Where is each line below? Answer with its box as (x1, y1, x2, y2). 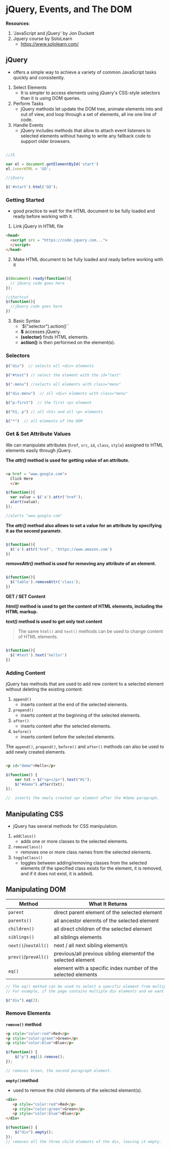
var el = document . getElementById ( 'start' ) (6, 161, 99, 167)
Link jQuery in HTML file (13, 223, 64, 229)
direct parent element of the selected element (53, 909, 162, 916)
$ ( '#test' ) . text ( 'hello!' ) (10, 652, 67, 657)
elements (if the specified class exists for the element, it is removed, (20, 865, 162, 871)
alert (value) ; (10, 499, 40, 505)
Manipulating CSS (6, 809, 64, 818)
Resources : (6, 20, 30, 26)
